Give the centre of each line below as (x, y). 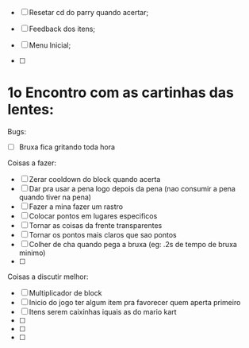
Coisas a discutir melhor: (48, 276)
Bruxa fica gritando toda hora (67, 147)
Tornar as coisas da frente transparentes (96, 225)
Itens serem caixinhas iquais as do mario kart (103, 312)
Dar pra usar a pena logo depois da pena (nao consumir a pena (132, 189)
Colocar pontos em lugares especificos (93, 216)
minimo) (32, 253)
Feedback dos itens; (62, 29)
